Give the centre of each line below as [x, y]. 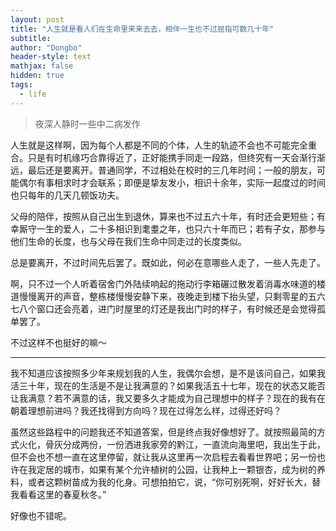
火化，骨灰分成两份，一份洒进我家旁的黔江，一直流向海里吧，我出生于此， [172, 444]
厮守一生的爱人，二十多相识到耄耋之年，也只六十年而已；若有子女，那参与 [172, 228]
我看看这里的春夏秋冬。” [58, 494]
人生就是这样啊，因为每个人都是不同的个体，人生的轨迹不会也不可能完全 [159, 145]
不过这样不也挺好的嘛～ [58, 342]
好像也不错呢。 [41, 515]
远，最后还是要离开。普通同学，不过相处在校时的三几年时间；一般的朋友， [163, 170]
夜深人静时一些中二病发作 [87, 123]
